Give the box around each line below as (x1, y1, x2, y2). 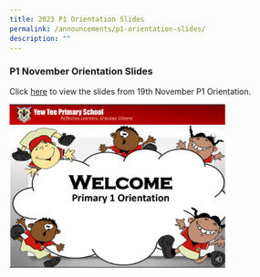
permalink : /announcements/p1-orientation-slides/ (9, 24, 206, 34)
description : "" (9, 34, 71, 43)
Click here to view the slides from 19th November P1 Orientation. (9, 86, 252, 97)
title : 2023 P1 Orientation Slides (9, 15, 145, 24)
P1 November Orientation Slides (9, 65, 153, 77)
